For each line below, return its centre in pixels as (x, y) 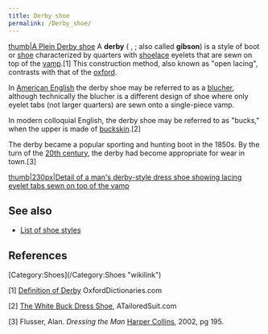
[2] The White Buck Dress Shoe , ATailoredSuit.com (93, 306)
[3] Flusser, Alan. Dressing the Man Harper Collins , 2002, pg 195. (116, 322)
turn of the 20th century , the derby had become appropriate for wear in (127, 153)
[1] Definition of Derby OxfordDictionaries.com (85, 291)
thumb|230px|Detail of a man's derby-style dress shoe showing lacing (125, 177)
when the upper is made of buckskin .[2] (74, 129)
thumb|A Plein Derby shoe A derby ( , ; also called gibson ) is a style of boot (134, 46)
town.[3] (23, 161)
